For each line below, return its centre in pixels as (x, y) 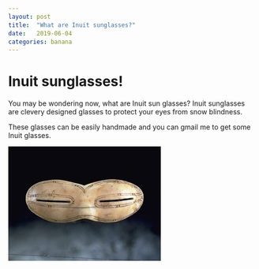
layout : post (30, 17)
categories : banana (40, 42)
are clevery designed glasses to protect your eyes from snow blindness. (126, 112)
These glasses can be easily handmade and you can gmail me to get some (129, 127)
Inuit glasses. (30, 136)
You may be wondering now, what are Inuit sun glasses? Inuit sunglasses (127, 103)
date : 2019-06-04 (40, 33)
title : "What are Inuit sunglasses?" (72, 25)
